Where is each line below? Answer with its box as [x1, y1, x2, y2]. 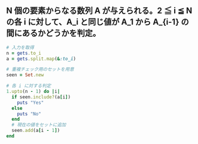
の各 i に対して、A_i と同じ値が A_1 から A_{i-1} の [6, 17, 190, 27]
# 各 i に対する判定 [6, 83, 51, 89]
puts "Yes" [17, 100, 44, 106]
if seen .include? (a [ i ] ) [11, 94, 71, 100]
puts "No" [17, 110, 42, 117]
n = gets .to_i [6, 50, 42, 56]
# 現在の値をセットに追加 [11, 122, 66, 128]
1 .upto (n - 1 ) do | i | [6, 89, 60, 95]
